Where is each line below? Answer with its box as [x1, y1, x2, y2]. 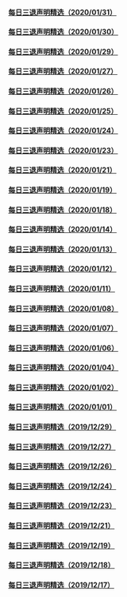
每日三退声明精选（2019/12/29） [8, 422, 117, 432]
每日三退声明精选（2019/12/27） [8, 441, 117, 451]
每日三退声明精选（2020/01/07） [8, 323, 118, 333]
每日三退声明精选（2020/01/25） [8, 106, 118, 116]
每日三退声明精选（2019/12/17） [8, 579, 115, 590]
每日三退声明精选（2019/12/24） [8, 481, 117, 491]
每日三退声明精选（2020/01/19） [8, 184, 117, 195]
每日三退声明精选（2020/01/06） [8, 343, 119, 353]
